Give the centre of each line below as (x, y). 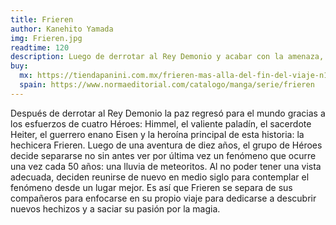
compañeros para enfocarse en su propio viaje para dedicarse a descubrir (163, 198)
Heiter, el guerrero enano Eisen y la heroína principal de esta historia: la (157, 134)
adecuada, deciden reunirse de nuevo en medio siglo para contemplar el (160, 177)
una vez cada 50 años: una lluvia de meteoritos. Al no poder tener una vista (166, 166)
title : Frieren (42, 19)
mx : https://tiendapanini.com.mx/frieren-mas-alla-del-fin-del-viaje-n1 (174, 76)
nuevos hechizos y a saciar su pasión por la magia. (115, 208)
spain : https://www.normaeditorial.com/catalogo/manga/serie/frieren (167, 85)
